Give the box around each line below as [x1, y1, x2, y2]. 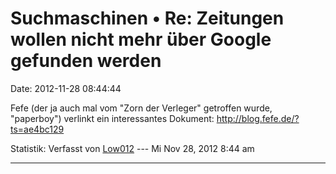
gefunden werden [10, 50, 162, 72]
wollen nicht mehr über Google [10, 28, 272, 51]
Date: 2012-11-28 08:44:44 [10, 82, 122, 94]
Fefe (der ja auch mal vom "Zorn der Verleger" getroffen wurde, [10, 102, 273, 114]
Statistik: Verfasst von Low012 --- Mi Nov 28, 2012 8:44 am [10, 142, 255, 154]
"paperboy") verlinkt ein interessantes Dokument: [10, 112, 215, 124]
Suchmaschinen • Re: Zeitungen [10, 7, 285, 30]
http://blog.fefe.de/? [216, 112, 300, 124]
